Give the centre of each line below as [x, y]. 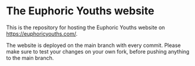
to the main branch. [30, 58]
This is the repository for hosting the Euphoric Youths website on [86, 27]
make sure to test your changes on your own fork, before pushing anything [98, 51]
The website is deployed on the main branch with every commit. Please [94, 45]
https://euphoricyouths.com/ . [42, 33]
